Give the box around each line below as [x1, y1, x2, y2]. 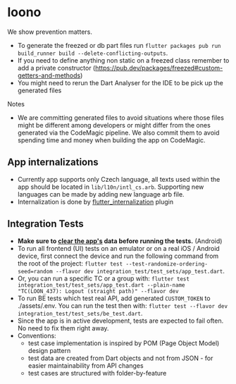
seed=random [17, 268, 53, 275]
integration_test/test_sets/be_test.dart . [17, 309, 143, 317]
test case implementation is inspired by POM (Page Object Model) [27, 339, 220, 347]
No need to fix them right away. [17, 323, 109, 332]
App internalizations [7, 156, 99, 168]
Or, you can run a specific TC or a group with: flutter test [17, 274, 190, 283]
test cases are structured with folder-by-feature [27, 368, 167, 377]
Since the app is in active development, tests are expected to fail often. [17, 316, 224, 325]
